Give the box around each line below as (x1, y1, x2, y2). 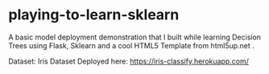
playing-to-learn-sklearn (8, 6, 180, 24)
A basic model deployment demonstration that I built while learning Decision (8, 32, 262, 42)
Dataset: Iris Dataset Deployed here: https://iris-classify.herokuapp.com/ (8, 56, 250, 66)
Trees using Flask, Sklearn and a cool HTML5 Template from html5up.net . (8, 40, 255, 50)
